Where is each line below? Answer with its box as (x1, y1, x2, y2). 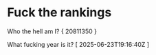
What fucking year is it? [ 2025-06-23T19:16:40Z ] (7, 40, 150, 48)
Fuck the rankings (7, 5, 112, 20)
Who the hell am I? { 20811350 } (7, 27, 98, 35)
